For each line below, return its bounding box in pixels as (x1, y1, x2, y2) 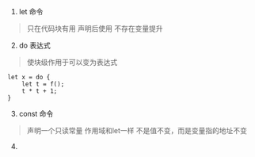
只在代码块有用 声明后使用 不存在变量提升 (26, 24, 163, 33)
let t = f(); (21, 80, 65, 88)
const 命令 (18, 109, 54, 118)
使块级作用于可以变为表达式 (26, 58, 118, 67)
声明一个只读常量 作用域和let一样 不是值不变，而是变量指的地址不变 (26, 126, 247, 135)
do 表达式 (18, 40, 51, 50)
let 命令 (18, 7, 44, 16)
